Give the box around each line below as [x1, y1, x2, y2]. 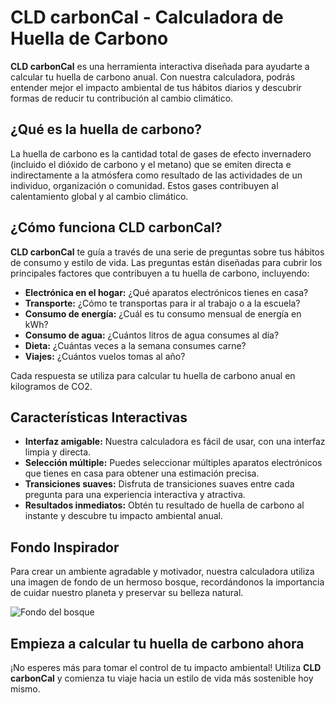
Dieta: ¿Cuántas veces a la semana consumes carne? [24, 339, 247, 351]
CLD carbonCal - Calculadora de [10, 6, 284, 29]
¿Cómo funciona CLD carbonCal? [10, 219, 223, 236]
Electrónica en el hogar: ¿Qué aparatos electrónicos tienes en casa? [24, 286, 309, 298]
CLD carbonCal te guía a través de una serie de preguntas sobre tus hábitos [10, 246, 325, 258]
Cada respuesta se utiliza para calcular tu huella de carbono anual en [10, 369, 296, 381]
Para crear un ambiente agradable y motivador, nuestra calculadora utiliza [10, 566, 315, 578]
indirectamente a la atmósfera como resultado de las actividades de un [10, 169, 303, 181]
